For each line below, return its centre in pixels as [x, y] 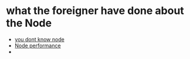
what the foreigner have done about [95, 11]
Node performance [38, 46]
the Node [29, 23]
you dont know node [39, 39]
